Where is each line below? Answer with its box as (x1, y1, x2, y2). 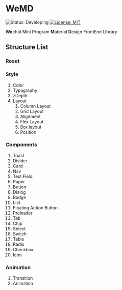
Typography (12, 87, 38, 93)
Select (12, 226, 26, 232)
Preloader (12, 210, 33, 216)
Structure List (5, 43, 49, 52)
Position (20, 129, 37, 135)
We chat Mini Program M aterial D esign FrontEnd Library (5, 29, 117, 34)
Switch (12, 231, 27, 236)
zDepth (12, 92, 28, 98)
